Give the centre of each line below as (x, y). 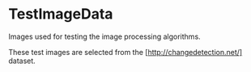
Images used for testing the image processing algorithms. (104, 36)
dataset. (22, 61)
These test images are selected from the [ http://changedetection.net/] (125, 52)
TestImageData (61, 14)
